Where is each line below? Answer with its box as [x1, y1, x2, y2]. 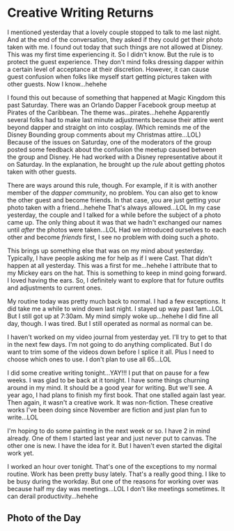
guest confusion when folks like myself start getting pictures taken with [7, 72, 212, 81]
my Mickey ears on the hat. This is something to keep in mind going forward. [7, 269, 227, 277]
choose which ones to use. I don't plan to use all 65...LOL [7, 354, 172, 364]
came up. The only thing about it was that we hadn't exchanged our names [7, 218, 222, 226]
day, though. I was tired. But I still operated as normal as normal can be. [7, 319, 213, 327]
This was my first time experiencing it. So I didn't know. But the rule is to [7, 50, 214, 59]
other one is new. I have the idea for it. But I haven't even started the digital [7, 441, 222, 449]
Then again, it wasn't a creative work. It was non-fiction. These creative [7, 398, 214, 406]
